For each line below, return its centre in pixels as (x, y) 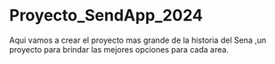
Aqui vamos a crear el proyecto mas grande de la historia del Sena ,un (138, 40)
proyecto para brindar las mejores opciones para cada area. (119, 49)
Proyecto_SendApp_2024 (106, 16)
